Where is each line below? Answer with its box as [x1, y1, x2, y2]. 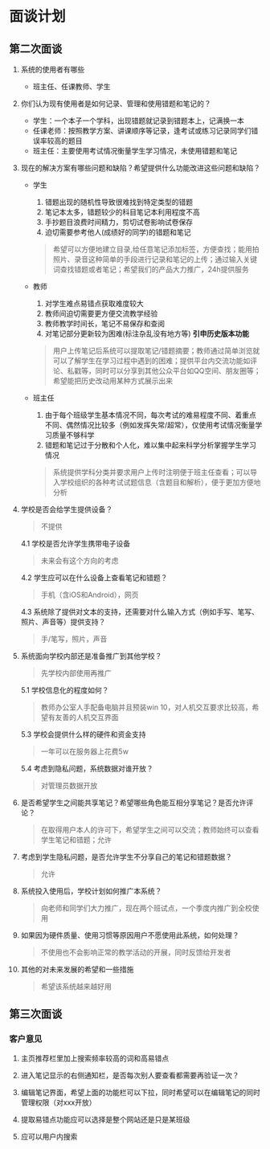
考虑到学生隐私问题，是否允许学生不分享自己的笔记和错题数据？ [20, 853, 232, 861]
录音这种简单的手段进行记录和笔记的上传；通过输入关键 [74, 255, 258, 264]
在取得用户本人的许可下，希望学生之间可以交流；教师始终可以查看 [40, 825, 260, 834]
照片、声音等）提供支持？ [20, 617, 106, 627]
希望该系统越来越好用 [40, 982, 112, 991]
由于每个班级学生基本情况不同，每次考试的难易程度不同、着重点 [44, 411, 256, 419]
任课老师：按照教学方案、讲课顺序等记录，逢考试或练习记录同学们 [32, 126, 252, 135]
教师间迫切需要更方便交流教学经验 [44, 309, 158, 318]
